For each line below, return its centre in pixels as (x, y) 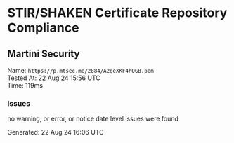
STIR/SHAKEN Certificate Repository (117, 13)
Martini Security (44, 54)
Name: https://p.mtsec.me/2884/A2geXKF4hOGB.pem (81, 70)
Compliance (43, 28)
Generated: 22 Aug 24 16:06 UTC (56, 132)
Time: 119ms (25, 85)
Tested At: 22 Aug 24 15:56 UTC (54, 78)
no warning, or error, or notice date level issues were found (93, 119)
